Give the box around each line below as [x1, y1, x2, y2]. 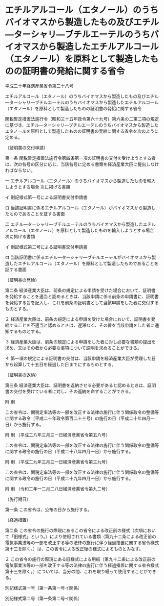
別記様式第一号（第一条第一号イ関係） [5, 585, 82, 591]
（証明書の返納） [5, 372, 40, 378]
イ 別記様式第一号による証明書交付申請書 [5, 194, 88, 200]
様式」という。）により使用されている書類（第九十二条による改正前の [18, 533, 157, 539]
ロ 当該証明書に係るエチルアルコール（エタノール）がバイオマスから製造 [5, 204, 152, 211]
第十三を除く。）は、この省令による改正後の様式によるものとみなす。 [5, 546, 143, 552]
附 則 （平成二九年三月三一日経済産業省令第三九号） [5, 459, 110, 464]
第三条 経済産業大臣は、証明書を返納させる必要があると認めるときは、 [5, 382, 147, 388]
